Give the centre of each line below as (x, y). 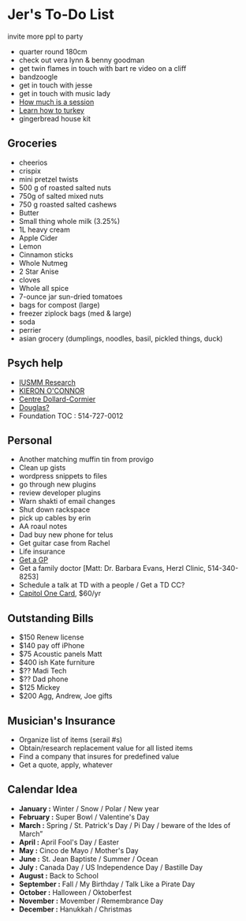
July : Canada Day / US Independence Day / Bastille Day (110, 867)
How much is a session (56, 102)
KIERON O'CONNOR (52, 390)
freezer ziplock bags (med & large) (75, 313)
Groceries (32, 144)
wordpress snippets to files (63, 476)
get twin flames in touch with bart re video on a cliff (102, 68)
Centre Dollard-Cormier (57, 399)
